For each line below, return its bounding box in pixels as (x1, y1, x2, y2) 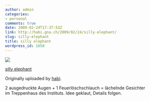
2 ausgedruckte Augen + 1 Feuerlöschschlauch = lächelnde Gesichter (5, 85, 146, 91)
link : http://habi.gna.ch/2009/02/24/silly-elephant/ (5, 30, 117, 35)
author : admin (5, 7, 34, 12)
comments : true (5, 20, 36, 26)
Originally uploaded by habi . (5, 75, 62, 81)
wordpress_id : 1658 (5, 43, 45, 48)
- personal (5, 16, 27, 21)
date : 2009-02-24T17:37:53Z (5, 25, 63, 30)
